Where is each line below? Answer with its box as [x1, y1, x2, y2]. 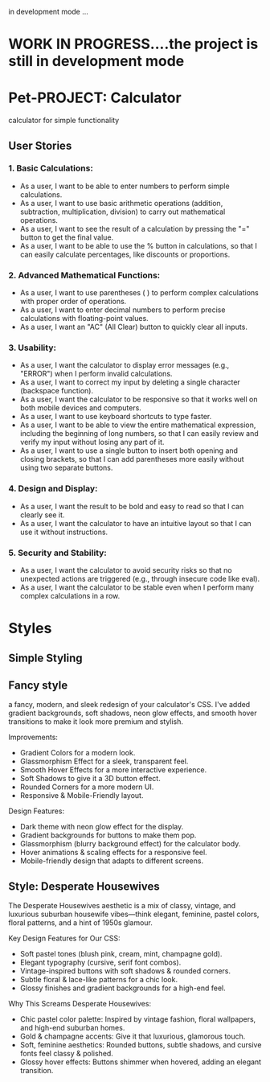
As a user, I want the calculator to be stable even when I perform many [19, 582, 255, 592]
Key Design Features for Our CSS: [8, 933, 121, 944]
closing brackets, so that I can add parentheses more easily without [19, 455, 244, 464]
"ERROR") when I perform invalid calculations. [19, 369, 173, 379]
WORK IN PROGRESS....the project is [8, 35, 259, 53]
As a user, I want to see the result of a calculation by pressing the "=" [19, 224, 250, 233]
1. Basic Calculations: [8, 163, 94, 174]
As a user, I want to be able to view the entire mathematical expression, [19, 420, 256, 430]
